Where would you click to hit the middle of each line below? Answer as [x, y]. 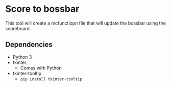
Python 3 [22, 57]
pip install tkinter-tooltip [51, 79]
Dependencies [29, 45]
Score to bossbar [42, 9]
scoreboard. [18, 28]
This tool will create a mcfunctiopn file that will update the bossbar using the [86, 23]
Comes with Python [41, 68]
